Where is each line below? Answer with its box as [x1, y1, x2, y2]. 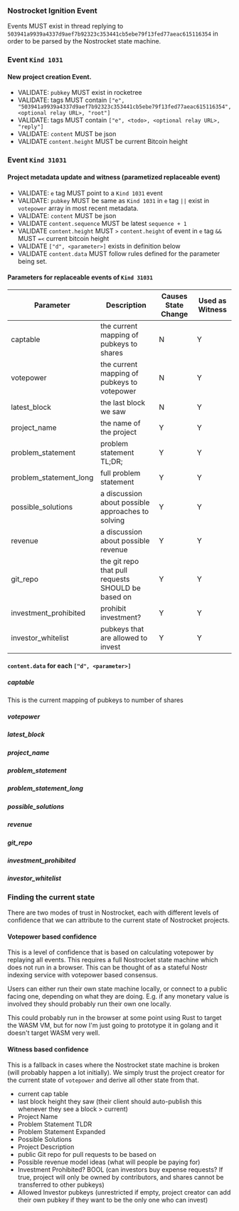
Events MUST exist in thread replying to [7, 22, 124, 31]
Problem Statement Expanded [17, 1128, 106, 1136]
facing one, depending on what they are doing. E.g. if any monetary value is [7, 992, 230, 1001]
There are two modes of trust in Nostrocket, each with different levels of [7, 908, 219, 917]
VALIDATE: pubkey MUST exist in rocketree [17, 88, 142, 97]
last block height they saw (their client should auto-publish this [17, 1097, 202, 1106]
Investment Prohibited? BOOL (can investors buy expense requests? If [17, 1165, 223, 1174]
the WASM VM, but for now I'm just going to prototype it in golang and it [7, 1021, 219, 1030]
